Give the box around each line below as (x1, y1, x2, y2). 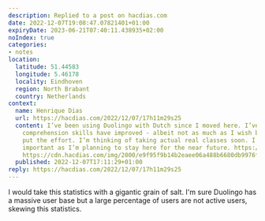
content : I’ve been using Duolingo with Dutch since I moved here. (15, 122, 242, 129)
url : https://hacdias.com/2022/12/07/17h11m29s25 (15, 114, 181, 122)
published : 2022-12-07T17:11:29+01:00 (15, 159, 144, 167)
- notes (8, 48, 34, 56)
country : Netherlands (15, 92, 87, 100)
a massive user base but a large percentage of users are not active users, (8, 196, 248, 205)
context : (8, 99, 37, 107)
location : (8, 56, 41, 64)
